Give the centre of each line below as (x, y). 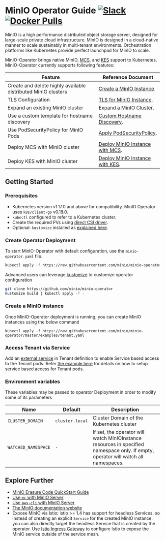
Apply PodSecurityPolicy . (128, 133)
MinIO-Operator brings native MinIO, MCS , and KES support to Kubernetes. (81, 60)
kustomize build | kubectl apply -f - (45, 293)
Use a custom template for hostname (50, 116)
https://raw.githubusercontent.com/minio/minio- (93, 331)
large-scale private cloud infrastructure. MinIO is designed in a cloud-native (82, 40)
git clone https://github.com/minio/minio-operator (59, 289)
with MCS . (110, 150)
